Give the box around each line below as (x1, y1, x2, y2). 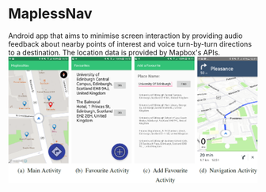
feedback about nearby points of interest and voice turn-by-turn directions (8, 39, 252, 48)
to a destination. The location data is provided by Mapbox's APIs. (8, 47, 220, 57)
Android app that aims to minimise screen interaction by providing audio (8, 31, 243, 40)
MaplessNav (8, 5, 93, 23)
